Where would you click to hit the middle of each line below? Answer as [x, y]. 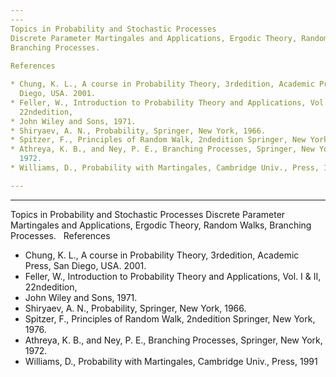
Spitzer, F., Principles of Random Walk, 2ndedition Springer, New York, [170, 318]
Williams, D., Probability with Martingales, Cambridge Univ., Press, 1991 [171, 361]
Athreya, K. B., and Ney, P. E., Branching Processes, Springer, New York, [173, 340]
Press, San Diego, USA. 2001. [85, 265]
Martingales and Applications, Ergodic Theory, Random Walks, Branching [161, 225]
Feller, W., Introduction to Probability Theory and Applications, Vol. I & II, [173, 276]
